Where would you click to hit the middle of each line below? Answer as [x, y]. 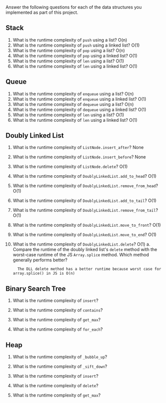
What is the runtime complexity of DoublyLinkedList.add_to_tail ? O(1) [84, 201]
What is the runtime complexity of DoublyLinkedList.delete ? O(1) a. [81, 244]
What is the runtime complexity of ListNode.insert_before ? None [79, 157]
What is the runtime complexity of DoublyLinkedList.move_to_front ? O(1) [87, 225]
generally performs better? [40, 260]
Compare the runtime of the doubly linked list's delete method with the [85, 250]
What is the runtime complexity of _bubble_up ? [60, 357]
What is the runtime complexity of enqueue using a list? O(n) [73, 94]
